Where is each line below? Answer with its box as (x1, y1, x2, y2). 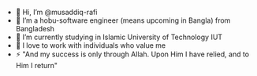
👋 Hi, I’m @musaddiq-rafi (15, 8, 98, 16)
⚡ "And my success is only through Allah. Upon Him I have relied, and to (15, 49, 250, 59)
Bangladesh (15, 24, 55, 33)
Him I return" (15, 61, 58, 70)
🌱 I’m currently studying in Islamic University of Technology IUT (15, 32, 223, 42)
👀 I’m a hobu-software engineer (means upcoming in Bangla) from (15, 16, 231, 25)
